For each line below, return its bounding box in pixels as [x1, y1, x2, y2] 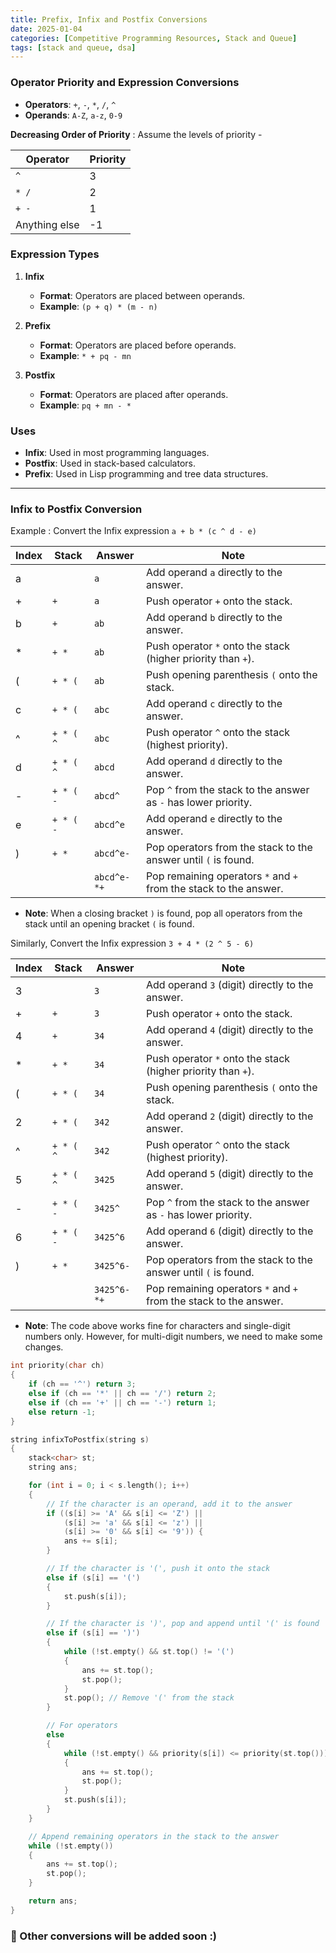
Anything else [15, 217, 80, 231]
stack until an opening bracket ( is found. [24, 918, 195, 930]
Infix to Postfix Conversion [10, 502, 143, 516]
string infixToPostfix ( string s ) [10, 1434, 150, 1445]
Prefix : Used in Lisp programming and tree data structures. [24, 468, 269, 480]
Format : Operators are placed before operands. [39, 339, 237, 351]
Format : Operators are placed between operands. [39, 289, 246, 301]
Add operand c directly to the [145, 697, 283, 711]
